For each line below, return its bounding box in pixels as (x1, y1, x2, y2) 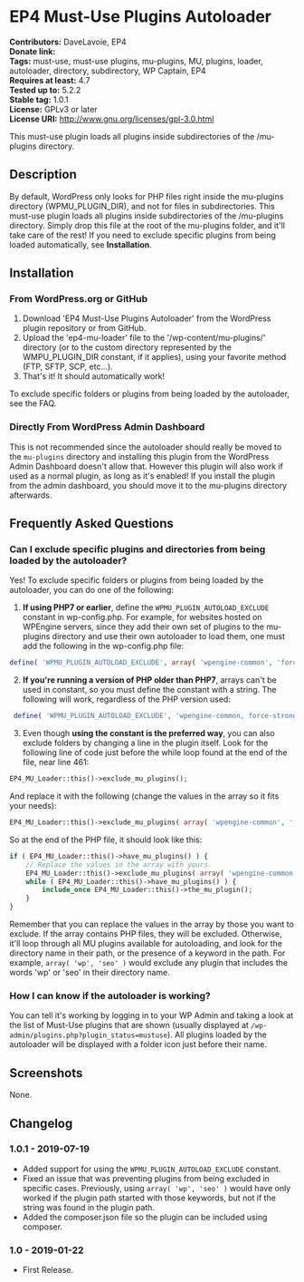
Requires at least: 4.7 (9, 74, 90, 85)
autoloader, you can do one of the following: (9, 585, 175, 596)
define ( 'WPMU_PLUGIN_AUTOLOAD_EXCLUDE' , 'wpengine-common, (13, 712, 245, 721)
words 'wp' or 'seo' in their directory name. (9, 967, 170, 978)
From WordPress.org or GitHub (9, 293, 148, 306)
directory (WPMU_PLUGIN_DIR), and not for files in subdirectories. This (9, 200, 276, 211)
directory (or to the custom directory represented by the (22, 342, 233, 353)
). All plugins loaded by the (166, 1029, 267, 1040)
